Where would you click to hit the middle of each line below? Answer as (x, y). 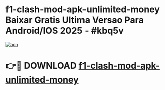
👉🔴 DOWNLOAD (41, 66)
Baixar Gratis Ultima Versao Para (75, 20)
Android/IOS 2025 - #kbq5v (65, 31)
